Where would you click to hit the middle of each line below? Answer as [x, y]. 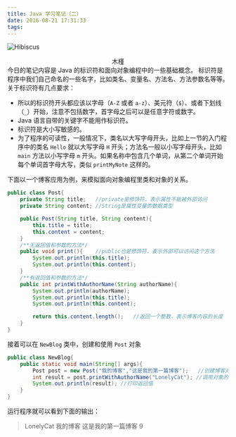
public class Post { [36, 193]
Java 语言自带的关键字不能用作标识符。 [74, 121]
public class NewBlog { [40, 357]
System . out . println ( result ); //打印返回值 [93, 384]
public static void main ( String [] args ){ [81, 364]
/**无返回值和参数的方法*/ [54, 245]
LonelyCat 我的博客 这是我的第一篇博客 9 [84, 426]
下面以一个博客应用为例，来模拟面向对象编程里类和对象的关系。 [99, 180]
